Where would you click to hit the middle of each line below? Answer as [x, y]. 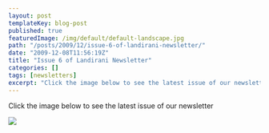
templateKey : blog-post [48, 23]
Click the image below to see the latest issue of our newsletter [111, 106]
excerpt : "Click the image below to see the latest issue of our [119, 83]
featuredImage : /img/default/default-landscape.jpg [96, 38]
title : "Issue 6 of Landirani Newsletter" [80, 61]
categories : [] [34, 68]
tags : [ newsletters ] [43, 75]
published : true [35, 30]
